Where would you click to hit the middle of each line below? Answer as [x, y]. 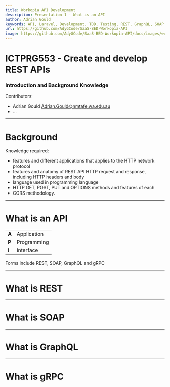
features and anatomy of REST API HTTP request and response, [79, 172]
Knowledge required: [27, 151]
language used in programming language [55, 182]
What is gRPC [35, 377]
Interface [27, 250]
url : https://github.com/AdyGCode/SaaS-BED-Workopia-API [67, 29]
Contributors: [19, 96]
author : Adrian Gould [28, 19]
